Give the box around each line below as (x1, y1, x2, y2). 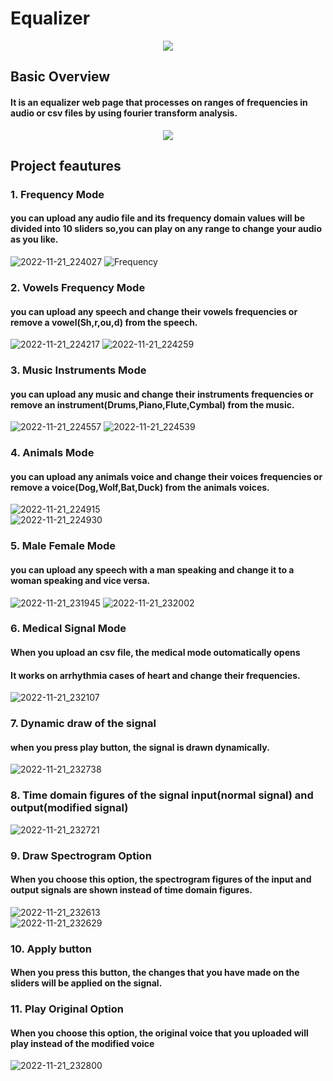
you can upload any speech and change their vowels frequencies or (10, 305, 298, 317)
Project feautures (10, 157, 122, 174)
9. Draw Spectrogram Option (10, 848, 152, 862)
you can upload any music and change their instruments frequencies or (10, 388, 314, 400)
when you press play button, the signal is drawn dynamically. (10, 741, 270, 753)
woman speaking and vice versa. (10, 574, 151, 586)
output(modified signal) (10, 801, 129, 815)
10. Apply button (10, 942, 92, 956)
